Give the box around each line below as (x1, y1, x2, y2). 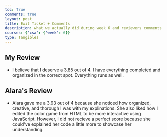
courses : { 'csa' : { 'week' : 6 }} (5, 30, 70, 35)
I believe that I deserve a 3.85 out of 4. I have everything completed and (12, 67, 161, 73)
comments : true (5, 12, 37, 17)
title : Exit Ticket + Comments (5, 21, 70, 26)
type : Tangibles (5, 35, 39, 40)
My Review (5, 53, 40, 62)
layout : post (5, 16, 32, 21)
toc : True (5, 7, 26, 12)
